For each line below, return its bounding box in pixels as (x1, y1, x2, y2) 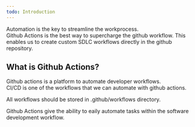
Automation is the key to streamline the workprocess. (6, 25, 139, 33)
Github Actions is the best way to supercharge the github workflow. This (6, 31, 186, 39)
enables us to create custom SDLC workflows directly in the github (6, 38, 172, 45)
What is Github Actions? (6, 62, 100, 72)
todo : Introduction (6, 8, 56, 15)
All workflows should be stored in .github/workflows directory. (6, 96, 161, 103)
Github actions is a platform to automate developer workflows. (6, 78, 161, 85)
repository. (6, 45, 33, 52)
